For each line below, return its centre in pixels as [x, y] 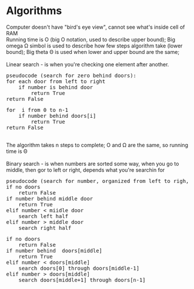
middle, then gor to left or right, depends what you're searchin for [86, 170]
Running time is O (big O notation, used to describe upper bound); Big [91, 39]
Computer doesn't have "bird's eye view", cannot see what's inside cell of [96, 27]
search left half [44, 216]
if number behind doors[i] [57, 116]
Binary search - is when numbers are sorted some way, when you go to [93, 164]
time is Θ [17, 151]
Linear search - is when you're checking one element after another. [88, 64]
